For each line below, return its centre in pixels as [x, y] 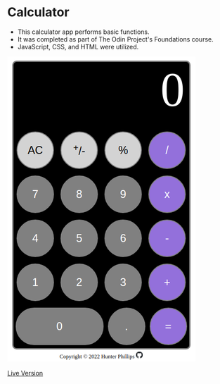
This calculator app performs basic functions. [83, 32]
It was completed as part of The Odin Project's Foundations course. [116, 39]
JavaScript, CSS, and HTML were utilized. [78, 47]
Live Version [25, 373]
